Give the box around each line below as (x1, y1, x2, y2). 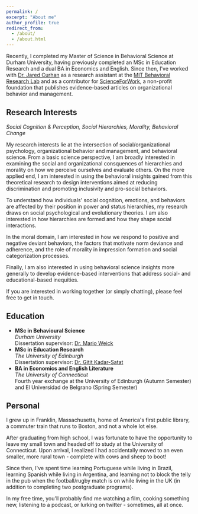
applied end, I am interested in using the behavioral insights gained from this (6, 173, 192, 180)
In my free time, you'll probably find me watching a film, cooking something (6, 495, 190, 502)
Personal (6, 401, 40, 411)
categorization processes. (6, 252, 70, 259)
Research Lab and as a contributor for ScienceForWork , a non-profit (6, 78, 173, 85)
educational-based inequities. (6, 276, 79, 283)
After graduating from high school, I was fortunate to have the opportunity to (6, 434, 193, 442)
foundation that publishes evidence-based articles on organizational (6, 84, 173, 91)
